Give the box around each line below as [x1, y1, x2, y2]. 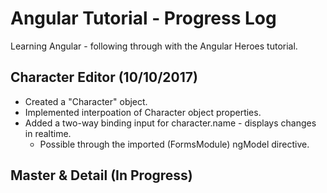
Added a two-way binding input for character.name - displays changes [24, 117, 317, 129]
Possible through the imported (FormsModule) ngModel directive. [39, 138, 310, 150]
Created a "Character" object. [24, 95, 148, 107]
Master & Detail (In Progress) [10, 167, 193, 184]
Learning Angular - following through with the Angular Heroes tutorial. [10, 40, 298, 52]
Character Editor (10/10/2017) [10, 69, 198, 86]
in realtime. [24, 127, 72, 139]
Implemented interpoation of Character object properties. [24, 106, 262, 118]
